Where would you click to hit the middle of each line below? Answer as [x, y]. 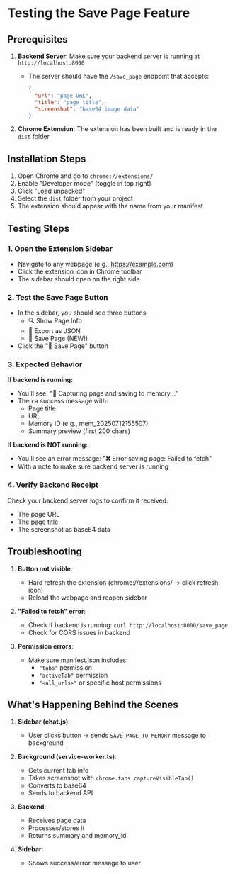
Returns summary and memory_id [77, 836]
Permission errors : [46, 646]
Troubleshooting [45, 552]
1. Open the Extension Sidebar [60, 248]
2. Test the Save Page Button [58, 297]
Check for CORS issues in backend [79, 632]
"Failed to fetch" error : [52, 611]
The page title [38, 522]
